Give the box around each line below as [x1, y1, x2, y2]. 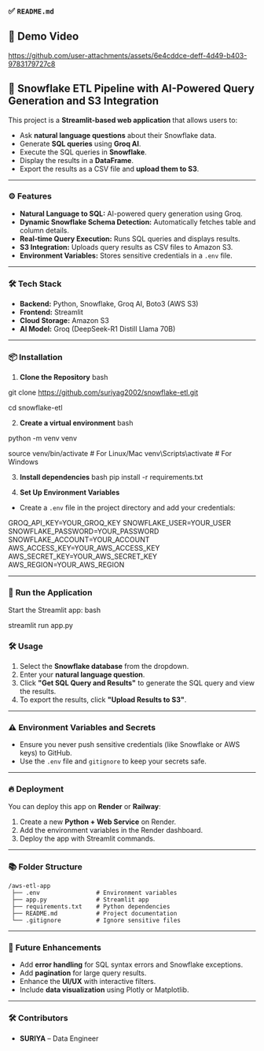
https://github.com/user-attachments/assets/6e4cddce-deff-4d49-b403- [8, 50, 247, 60]
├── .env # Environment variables [11, 889, 178, 897]
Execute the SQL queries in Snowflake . [19, 147, 147, 157]
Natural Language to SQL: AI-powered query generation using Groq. [19, 209, 243, 218]
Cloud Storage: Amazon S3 [19, 316, 110, 325]
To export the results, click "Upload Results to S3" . [19, 695, 187, 704]
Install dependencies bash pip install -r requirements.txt [19, 473, 203, 482]
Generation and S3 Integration [8, 95, 159, 108]
